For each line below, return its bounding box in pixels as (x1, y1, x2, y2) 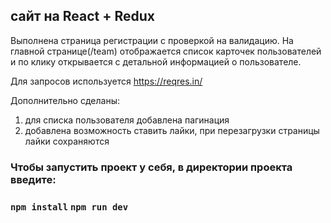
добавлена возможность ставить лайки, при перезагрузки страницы (24, 124, 320, 136)
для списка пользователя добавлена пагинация (24, 114, 230, 126)
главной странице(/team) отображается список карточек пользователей (10, 45, 322, 57)
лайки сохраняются (24, 135, 110, 147)
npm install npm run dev (10, 201, 129, 213)
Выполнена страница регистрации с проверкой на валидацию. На (10, 34, 294, 46)
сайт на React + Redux (10, 8, 155, 25)
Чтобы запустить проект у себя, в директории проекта (10, 160, 293, 174)
